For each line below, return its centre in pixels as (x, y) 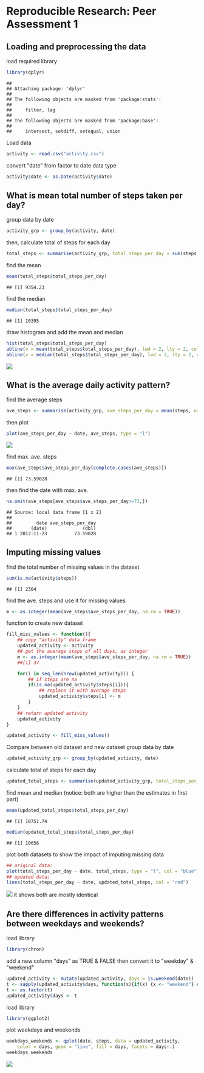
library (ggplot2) (28, 1018)
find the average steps (34, 399)
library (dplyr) (25, 72)
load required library (32, 61)
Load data (19, 142)
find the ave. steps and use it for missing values (66, 600)
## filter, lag (31, 110)
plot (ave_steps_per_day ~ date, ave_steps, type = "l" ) (78, 434)
